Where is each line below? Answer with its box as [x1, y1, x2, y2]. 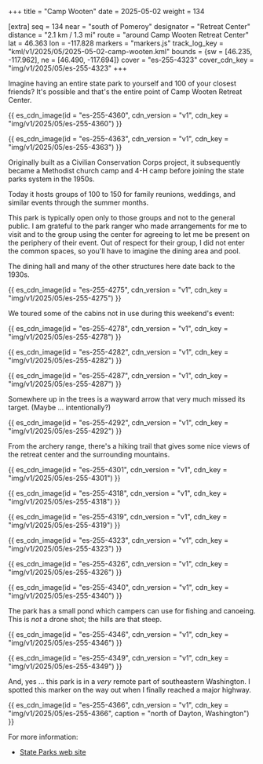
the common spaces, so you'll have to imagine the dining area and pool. [8, 246, 241, 256]
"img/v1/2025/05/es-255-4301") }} [8, 474, 121, 482]
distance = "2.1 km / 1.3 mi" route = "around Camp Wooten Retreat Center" [8, 31, 250, 39]
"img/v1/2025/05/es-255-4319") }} [8, 521, 121, 529]
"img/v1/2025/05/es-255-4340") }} [8, 591, 123, 600]
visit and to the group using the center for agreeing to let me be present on [8, 230, 250, 238]
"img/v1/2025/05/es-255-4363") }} [8, 143, 122, 151]
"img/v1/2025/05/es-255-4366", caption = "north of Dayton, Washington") [8, 709, 250, 718]
